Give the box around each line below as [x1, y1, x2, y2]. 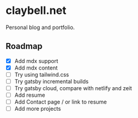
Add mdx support [14, 57, 59, 64]
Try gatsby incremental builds [14, 77, 89, 85]
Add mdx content [14, 64, 58, 71]
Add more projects [14, 105, 61, 113]
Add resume [14, 91, 45, 99]
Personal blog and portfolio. [5, 24, 75, 31]
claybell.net [5, 4, 67, 18]
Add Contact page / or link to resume [14, 98, 107, 106]
